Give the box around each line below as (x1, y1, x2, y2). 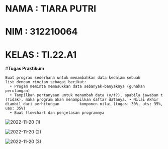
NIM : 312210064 (5, 26, 78, 38)
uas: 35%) (5, 106, 26, 111)
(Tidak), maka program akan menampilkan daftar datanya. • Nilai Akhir (5, 97, 158, 102)
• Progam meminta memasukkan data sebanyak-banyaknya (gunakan (10, 84, 145, 89)
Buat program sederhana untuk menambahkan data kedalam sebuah (5, 75, 141, 80)
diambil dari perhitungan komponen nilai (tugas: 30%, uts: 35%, (5, 101, 163, 107)
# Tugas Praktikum (5, 66, 44, 72)
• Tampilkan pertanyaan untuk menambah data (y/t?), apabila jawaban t (10, 93, 163, 98)
